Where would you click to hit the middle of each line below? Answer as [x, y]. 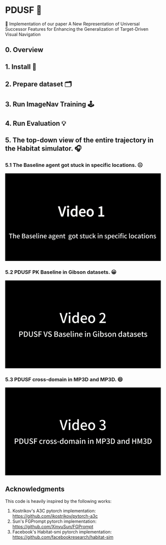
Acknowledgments [35, 489]
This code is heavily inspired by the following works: [59, 501]
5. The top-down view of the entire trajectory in [80, 140]
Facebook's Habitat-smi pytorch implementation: [62, 532]
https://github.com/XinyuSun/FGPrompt [53, 526]
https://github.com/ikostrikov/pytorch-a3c [55, 516]
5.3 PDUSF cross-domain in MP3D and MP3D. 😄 [64, 379]
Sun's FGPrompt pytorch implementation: [54, 521]
